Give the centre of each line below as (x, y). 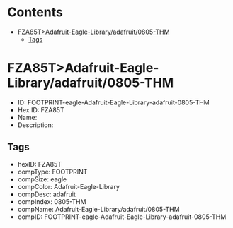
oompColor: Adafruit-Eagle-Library (69, 186)
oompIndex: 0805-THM (52, 201)
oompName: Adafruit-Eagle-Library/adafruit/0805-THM (98, 209)
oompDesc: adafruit (47, 194)
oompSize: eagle (42, 179)
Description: (35, 125)
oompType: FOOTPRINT (52, 172)
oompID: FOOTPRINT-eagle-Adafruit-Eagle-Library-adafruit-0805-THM (122, 217)
